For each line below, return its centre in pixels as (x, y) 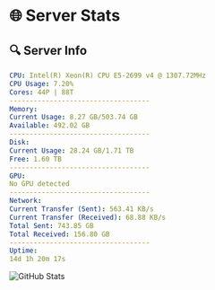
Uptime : (24, 251)
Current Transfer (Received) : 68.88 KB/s (88, 217)
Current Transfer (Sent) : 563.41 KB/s (82, 209)
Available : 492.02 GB (50, 126)
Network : (26, 201)
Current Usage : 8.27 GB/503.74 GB (74, 118)
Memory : (24, 109)
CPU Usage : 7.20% (42, 83)
